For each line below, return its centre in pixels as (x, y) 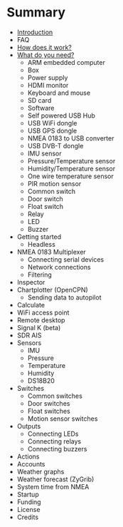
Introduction (35, 32)
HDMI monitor (48, 85)
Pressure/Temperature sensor (71, 160)
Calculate (31, 305)
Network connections (59, 267)
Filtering (40, 275)
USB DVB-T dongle (55, 145)
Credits (28, 517)
